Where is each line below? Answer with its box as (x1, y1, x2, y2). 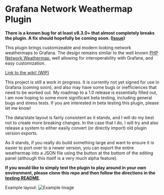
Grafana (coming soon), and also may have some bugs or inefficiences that (5, 84, 157, 90)
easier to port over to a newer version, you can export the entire (5, 145, 134, 151)
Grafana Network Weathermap (5, 3, 133, 15)
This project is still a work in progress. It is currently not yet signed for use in (5, 79, 160, 85)
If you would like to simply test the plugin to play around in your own (5, 165, 146, 171)
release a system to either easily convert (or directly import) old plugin (5, 125, 147, 130)
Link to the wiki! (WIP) (5, 69, 49, 75)
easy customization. (5, 60, 46, 66)
